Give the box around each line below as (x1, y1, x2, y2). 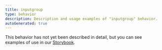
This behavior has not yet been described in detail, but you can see (5, 34, 142, 40)
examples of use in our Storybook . (5, 40, 76, 46)
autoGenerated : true (5, 21, 48, 26)
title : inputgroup (5, 7, 43, 12)
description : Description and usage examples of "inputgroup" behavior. (5, 16, 158, 21)
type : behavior (5, 12, 37, 17)
